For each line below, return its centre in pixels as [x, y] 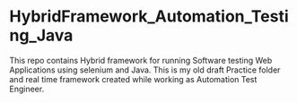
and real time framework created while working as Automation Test [133, 79]
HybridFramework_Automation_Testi [149, 17]
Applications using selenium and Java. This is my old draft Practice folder [145, 70]
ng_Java [41, 35]
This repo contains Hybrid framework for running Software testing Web [141, 60]
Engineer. [27, 89]
